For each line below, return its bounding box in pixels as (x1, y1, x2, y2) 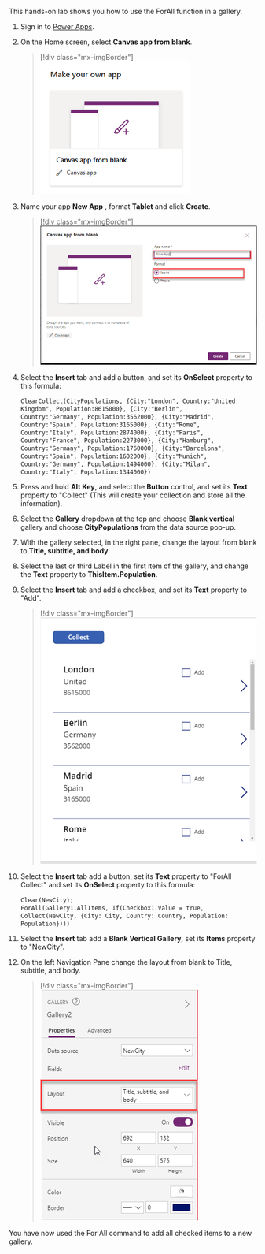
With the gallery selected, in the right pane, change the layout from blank (20, 538, 257, 547)
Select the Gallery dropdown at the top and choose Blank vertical (20, 514, 235, 523)
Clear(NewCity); (20, 896, 74, 905)
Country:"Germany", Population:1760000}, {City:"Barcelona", (20, 445, 226, 452)
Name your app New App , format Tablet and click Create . (20, 202, 211, 211)
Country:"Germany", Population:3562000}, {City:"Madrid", (20, 413, 215, 421)
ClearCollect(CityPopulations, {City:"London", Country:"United (20, 397, 236, 405)
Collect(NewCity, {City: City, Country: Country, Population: (20, 912, 229, 921)
